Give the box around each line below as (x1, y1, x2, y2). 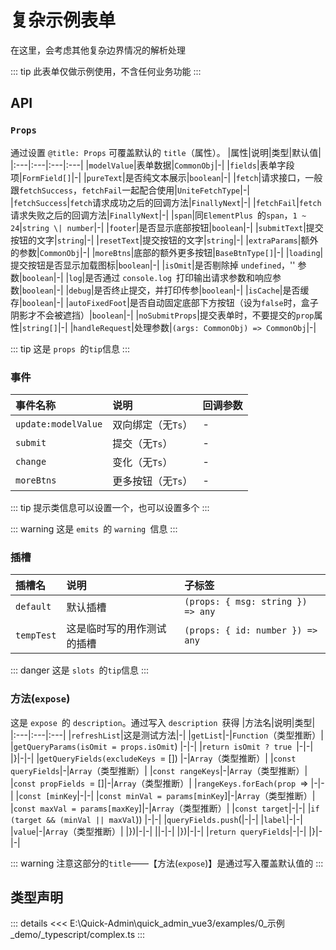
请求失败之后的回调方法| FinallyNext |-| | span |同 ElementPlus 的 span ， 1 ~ (10, 209, 307, 221)
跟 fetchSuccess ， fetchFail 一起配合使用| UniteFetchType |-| (10, 184, 250, 196)
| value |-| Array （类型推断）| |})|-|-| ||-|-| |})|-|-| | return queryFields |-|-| (10, 825, 307, 837)
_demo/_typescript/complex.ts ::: (10, 929, 146, 941)
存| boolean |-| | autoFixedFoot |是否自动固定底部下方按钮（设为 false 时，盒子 (10, 296, 319, 308)
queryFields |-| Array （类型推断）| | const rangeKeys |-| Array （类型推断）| (10, 764, 308, 776)
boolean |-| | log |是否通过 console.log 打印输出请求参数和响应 (21, 271, 273, 283)
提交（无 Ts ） (112, 436, 173, 450)
